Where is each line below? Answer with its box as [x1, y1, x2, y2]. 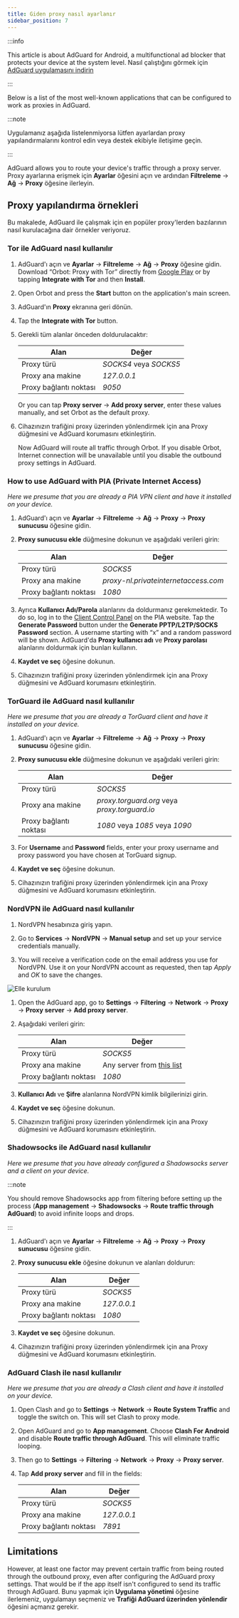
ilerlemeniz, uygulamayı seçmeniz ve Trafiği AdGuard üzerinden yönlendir [7, 1594, 228, 1603]
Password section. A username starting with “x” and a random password [17, 628, 232, 636]
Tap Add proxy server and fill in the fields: [17, 1469, 142, 1478]
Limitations [7, 1545, 58, 1557]
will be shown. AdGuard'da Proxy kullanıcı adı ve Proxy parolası [17, 636, 208, 644]
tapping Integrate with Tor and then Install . [17, 275, 146, 284]
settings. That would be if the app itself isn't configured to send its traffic [7, 1580, 221, 1588]
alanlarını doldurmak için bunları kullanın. [17, 643, 137, 652]
